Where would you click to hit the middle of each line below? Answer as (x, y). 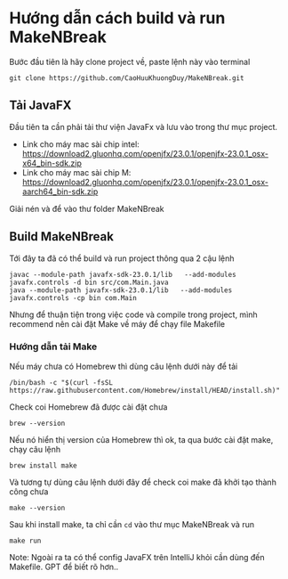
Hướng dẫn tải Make (53, 347)
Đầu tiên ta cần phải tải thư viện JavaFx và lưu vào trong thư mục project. (144, 126)
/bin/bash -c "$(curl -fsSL (61, 382)
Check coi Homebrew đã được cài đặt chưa (88, 407)
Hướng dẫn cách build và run (117, 18)
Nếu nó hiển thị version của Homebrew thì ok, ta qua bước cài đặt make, (141, 439)
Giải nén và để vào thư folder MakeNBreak (87, 208)
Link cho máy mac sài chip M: (76, 172)
